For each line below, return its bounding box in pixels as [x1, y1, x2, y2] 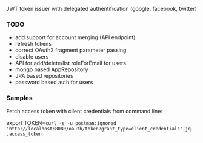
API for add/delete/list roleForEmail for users [15, 60, 126, 67]
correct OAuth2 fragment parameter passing [15, 46, 127, 54]
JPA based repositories [15, 72, 74, 80]
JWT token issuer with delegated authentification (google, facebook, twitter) [6, 5, 197, 12]
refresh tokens [15, 40, 52, 48]
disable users [15, 53, 49, 60]
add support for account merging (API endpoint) [15, 34, 136, 41]
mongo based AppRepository [15, 66, 88, 73]
